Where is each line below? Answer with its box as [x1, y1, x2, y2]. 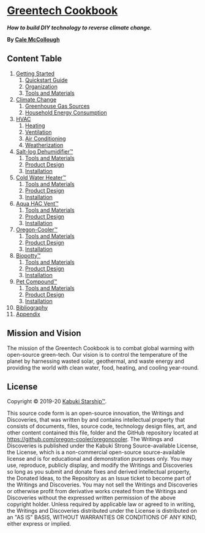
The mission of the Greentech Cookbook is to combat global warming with [7, 344, 195, 352]
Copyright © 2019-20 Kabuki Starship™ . [7, 398, 107, 405]
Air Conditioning [24, 135, 66, 142]
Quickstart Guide [24, 76, 68, 83]
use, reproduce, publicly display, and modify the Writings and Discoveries [7, 461, 193, 469]
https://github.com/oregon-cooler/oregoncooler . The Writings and [7, 436, 174, 443]
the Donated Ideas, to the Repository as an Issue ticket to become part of [7, 475, 192, 482]
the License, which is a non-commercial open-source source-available [7, 449, 185, 456]
